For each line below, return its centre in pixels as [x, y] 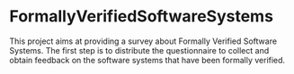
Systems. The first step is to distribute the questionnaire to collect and [139, 50]
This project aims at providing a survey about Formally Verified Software [143, 41]
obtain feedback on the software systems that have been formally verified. [147, 60]
